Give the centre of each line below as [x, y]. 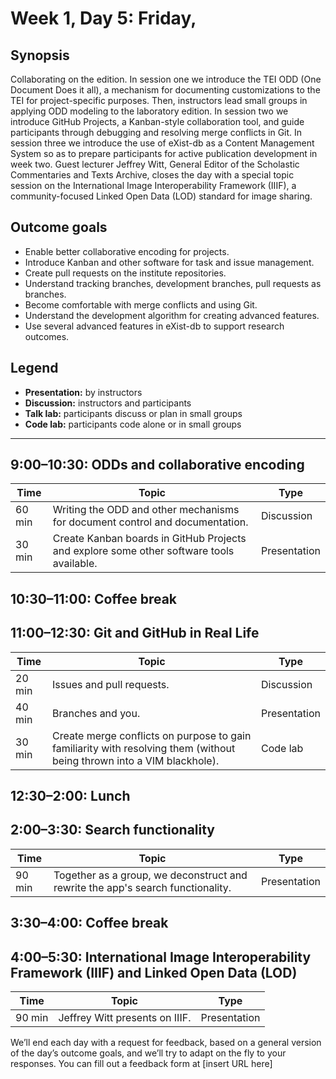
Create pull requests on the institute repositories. [125, 273]
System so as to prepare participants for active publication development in [164, 153]
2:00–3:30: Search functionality [112, 830]
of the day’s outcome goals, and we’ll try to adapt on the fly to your [148, 1053]
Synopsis [40, 55]
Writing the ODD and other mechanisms [146, 510]
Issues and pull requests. [111, 684]
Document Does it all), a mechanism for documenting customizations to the [165, 90]
